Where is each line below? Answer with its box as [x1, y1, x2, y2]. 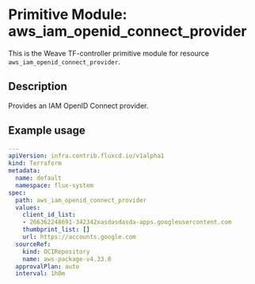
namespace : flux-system [15, 181, 93, 189]
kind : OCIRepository [22, 248, 90, 256]
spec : [8, 188, 26, 197]
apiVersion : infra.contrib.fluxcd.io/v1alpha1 [8, 152, 165, 160]
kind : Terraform [8, 160, 62, 168]
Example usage [8, 124, 86, 138]
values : [15, 203, 41, 211]
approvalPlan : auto [15, 263, 80, 271]
